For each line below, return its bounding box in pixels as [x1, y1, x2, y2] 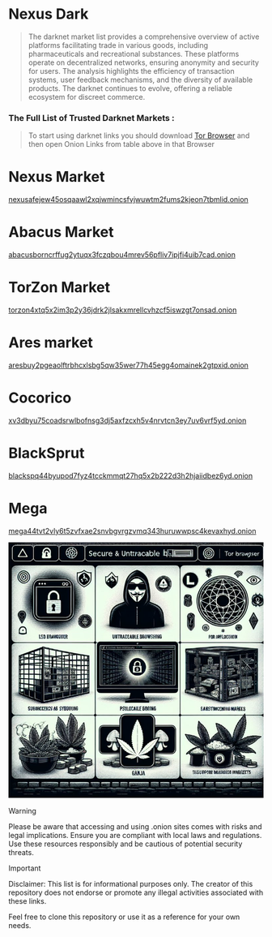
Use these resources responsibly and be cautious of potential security [8, 839, 243, 849]
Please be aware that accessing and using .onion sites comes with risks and [8, 821, 262, 832]
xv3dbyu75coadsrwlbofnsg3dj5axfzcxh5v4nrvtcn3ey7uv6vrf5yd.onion [8, 415, 247, 425]
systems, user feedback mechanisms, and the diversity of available [28, 75, 253, 84]
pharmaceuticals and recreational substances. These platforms [28, 49, 240, 58]
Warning [8, 806, 36, 815]
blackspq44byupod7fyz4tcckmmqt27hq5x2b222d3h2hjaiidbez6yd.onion [8, 471, 253, 480]
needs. [8, 920, 32, 930]
